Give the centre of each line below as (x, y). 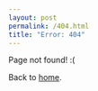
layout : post (33, 18)
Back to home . (35, 77)
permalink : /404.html (49, 26)
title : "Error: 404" (47, 34)
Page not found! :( (42, 60)
